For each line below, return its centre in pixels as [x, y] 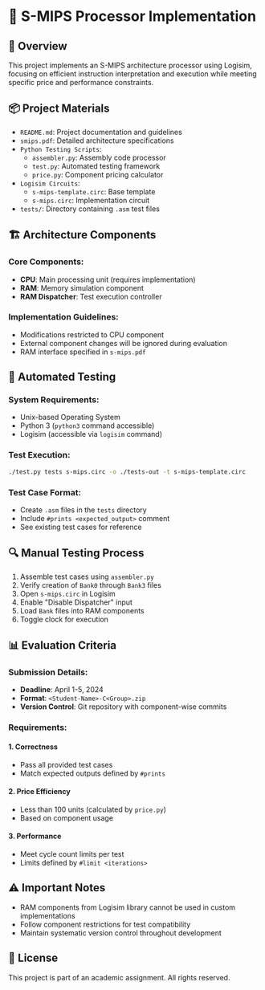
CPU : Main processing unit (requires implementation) [108, 279]
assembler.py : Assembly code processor [99, 157]
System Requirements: [54, 400]
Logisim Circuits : [50, 183]
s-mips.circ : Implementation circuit [91, 200]
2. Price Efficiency [39, 792]
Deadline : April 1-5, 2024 [62, 690]
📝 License [33, 958]
